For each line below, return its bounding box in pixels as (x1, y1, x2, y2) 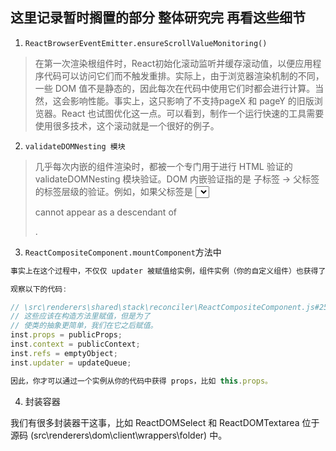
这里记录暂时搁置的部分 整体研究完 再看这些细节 (10, 9, 306, 27)
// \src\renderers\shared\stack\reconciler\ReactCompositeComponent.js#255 (10, 302, 333, 312)
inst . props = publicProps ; (10, 330, 123, 340)
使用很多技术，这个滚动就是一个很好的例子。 (34, 119, 220, 132)
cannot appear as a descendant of (34, 206, 177, 218)
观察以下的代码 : (10, 284, 68, 294)
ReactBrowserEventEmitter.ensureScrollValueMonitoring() (24, 38, 268, 48)
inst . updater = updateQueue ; (10, 358, 132, 368)
